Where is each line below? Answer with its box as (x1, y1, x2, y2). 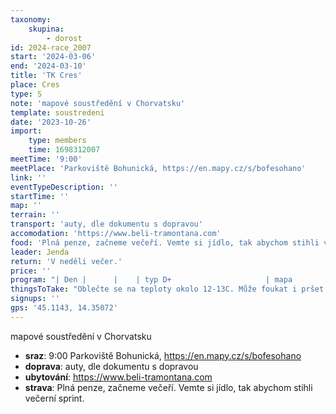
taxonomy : (10, 14, 52, 25)
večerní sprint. (24, 392, 85, 404)
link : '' (10, 172, 47, 183)
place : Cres (10, 80, 60, 90)
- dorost (46, 33, 83, 43)
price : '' (10, 266, 52, 276)
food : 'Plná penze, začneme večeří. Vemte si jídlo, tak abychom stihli (10, 237, 320, 248)
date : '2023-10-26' (10, 117, 92, 127)
